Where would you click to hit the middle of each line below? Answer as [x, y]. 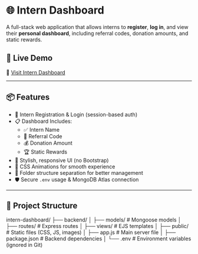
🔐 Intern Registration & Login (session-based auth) [76, 114]
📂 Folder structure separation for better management [79, 172]
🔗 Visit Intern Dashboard [36, 72]
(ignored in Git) [24, 245]
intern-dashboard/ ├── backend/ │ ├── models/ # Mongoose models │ [94, 220]
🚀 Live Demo [29, 58]
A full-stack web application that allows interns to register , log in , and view [97, 27]
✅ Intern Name [42, 129]
